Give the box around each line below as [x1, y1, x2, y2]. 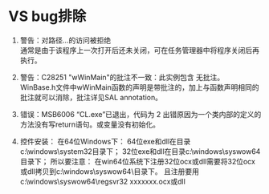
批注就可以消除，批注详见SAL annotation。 [19, 92, 163, 102]
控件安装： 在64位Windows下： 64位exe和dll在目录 [19, 136, 191, 146]
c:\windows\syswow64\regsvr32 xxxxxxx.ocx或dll [19, 176, 186, 186]
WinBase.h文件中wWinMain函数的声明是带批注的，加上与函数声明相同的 [19, 82, 259, 92]
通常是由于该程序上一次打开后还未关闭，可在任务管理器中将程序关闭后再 [19, 45, 259, 55]
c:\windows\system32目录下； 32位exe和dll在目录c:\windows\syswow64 [19, 146, 261, 156]
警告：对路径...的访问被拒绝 [19, 35, 111, 45]
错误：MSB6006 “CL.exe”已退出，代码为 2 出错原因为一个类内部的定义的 [19, 109, 262, 119]
